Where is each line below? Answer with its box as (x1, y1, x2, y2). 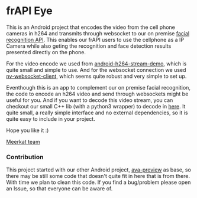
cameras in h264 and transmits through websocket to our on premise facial (6, 29, 190, 37)
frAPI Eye (6, 4, 53, 18)
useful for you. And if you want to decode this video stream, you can (6, 96, 173, 104)
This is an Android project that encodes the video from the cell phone (6, 24, 176, 31)
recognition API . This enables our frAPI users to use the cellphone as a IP (6, 36, 185, 43)
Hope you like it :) (6, 127, 49, 134)
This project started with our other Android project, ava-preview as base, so (6, 166, 191, 173)
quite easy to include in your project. (6, 115, 96, 122)
